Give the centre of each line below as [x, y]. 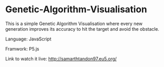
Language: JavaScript [28, 39]
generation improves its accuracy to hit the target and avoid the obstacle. [82, 29]
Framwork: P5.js [22, 49]
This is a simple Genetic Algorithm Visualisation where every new [74, 24]
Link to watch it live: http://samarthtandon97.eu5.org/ [61, 59]
